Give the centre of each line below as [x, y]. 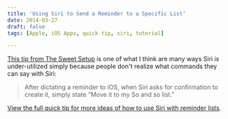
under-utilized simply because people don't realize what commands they [112, 66]
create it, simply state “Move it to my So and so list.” [99, 95]
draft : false [26, 26]
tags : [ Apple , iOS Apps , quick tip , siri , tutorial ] [86, 33]
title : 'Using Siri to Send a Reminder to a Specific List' [97, 14]
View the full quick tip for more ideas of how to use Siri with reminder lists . [114, 108]
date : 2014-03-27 [33, 20]
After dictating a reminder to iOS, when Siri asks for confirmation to [121, 87]
